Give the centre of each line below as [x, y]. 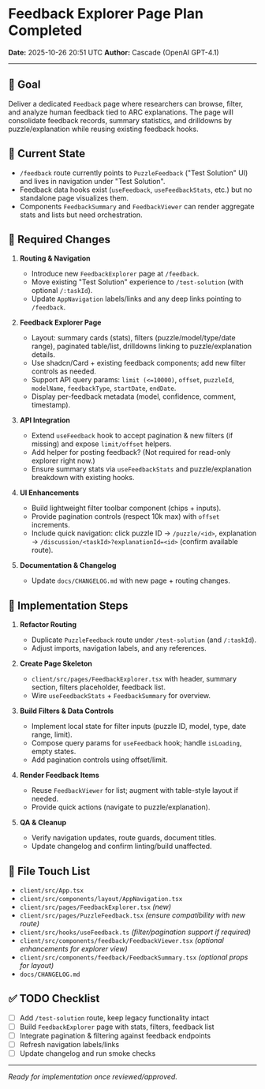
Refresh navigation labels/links [69, 1044]
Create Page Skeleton [56, 663]
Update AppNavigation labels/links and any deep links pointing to [136, 299]
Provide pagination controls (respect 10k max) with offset [125, 516]
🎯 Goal [24, 85]
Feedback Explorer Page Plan [106, 14]
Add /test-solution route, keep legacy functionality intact [114, 1018]
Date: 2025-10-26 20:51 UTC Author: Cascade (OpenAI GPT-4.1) [114, 52]
